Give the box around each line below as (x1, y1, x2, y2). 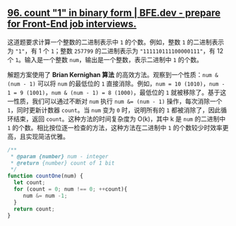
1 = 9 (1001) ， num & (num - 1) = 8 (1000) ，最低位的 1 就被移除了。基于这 (7, 88, 227, 96)
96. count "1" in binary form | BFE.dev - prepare (7, 7, 221, 19)
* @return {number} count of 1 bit (10, 160, 115, 167)
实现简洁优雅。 (25, 132, 69, 141)
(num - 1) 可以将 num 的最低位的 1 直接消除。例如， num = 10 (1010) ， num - (7, 79, 225, 88)
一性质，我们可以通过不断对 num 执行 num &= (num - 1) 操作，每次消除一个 (7, 97, 223, 105)
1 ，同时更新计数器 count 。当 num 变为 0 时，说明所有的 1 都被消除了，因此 (7, 105, 221, 114)
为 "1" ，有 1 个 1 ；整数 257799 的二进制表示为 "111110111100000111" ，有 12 (7, 47, 224, 55)
